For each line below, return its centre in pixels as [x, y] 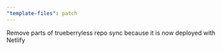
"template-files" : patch [42, 13]
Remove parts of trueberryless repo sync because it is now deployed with [111, 33]
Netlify [16, 40]
